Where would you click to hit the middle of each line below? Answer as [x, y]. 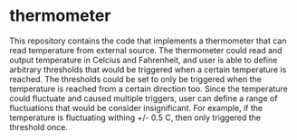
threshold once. [38, 126]
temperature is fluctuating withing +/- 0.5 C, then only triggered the [135, 117]
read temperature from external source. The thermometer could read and [146, 50]
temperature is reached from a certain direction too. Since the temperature [148, 89]
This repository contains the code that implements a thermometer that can [148, 41]
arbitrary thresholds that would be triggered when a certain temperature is [148, 70]
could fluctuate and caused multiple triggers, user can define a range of [144, 98]
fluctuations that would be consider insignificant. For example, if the [136, 107]
